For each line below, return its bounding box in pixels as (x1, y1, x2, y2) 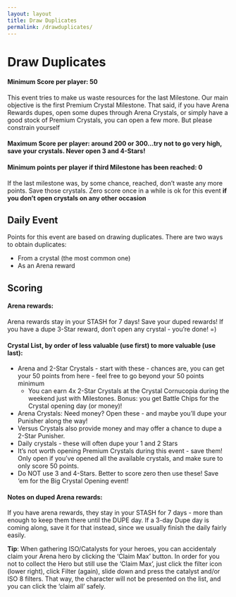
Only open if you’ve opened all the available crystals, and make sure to (17, 454, 223, 463)
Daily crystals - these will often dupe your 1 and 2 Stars (17, 439, 178, 448)
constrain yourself (7, 123, 61, 131)
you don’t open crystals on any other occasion (7, 193, 147, 202)
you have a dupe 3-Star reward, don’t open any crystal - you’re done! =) (7, 325, 217, 333)
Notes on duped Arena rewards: (7, 493, 103, 501)
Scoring (7, 282, 43, 294)
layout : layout (7, 10, 52, 18)
